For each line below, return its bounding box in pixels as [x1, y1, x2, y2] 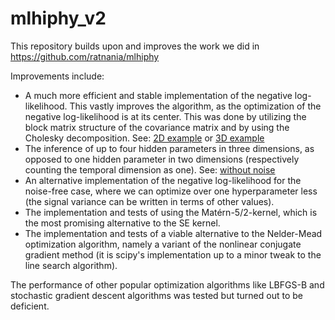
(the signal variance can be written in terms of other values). [24, 195, 275, 207]
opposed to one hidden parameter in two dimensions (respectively [24, 153, 300, 165]
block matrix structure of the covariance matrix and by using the [24, 121, 290, 133]
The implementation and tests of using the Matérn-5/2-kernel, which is [24, 206, 318, 218]
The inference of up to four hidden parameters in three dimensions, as [24, 142, 315, 154]
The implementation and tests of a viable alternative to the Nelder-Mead [24, 227, 323, 239]
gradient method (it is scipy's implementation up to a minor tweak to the [24, 248, 322, 261]
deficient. [10, 300, 50, 312]
